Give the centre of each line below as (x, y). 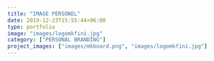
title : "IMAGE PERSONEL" (44, 14)
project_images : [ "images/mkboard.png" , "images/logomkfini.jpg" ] (107, 46)
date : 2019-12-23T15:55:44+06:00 (57, 20)
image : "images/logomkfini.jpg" (55, 33)
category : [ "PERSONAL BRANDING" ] (57, 40)
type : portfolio (31, 27)
